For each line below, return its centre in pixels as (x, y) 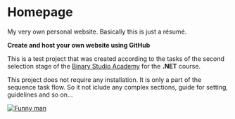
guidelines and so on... (40, 94)
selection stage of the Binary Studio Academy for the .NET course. (104, 66)
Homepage (40, 12)
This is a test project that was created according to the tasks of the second (116, 58)
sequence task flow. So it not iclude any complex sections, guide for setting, (118, 87)
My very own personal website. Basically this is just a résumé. (97, 31)
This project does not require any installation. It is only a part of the (104, 79)
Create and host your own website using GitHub (79, 45)
